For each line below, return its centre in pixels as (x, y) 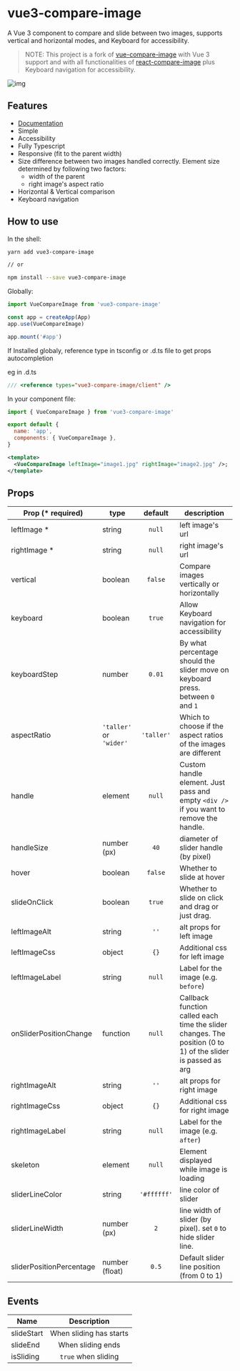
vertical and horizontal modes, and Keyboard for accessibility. (98, 40)
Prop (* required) (53, 513)
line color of (200, 1190)
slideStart (27, 1333)
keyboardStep (35, 675)
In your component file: (42, 399)
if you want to (202, 809)
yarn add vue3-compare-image (51, 252)
